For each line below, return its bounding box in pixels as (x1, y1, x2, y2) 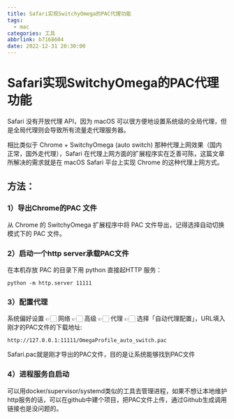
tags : (7, 17, 23, 24)
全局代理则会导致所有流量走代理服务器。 (13, 125, 130, 134)
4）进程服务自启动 (7, 369, 70, 379)
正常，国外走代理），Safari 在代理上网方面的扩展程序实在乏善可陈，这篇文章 (7, 149, 225, 157)
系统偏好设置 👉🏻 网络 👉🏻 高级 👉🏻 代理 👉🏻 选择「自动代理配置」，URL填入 (7, 314, 226, 322)
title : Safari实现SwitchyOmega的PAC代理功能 (7, 10, 131, 17)
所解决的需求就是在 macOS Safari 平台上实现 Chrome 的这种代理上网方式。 (7, 158, 224, 166)
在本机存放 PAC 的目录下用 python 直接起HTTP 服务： (7, 265, 163, 274)
